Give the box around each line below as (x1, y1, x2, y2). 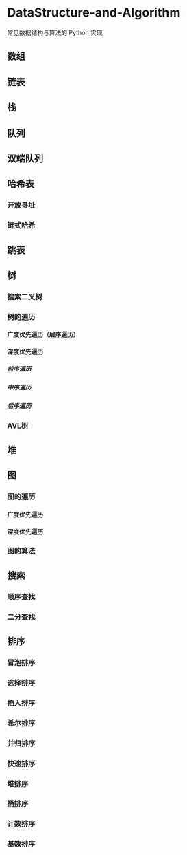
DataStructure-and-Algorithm (7, 5, 181, 21)
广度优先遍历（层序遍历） (7, 330, 79, 338)
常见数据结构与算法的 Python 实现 (7, 28, 103, 36)
